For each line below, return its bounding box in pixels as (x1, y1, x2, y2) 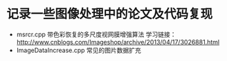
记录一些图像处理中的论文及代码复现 (6, 6, 213, 22)
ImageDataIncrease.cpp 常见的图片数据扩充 (16, 46, 141, 54)
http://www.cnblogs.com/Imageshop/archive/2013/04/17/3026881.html (16, 38, 219, 46)
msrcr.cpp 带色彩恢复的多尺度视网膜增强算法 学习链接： (16, 30, 176, 38)
